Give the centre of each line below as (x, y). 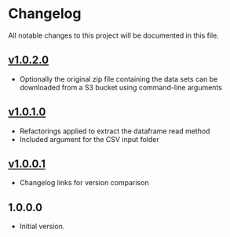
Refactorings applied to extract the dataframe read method (115, 131)
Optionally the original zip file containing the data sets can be (119, 78)
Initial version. (42, 226)
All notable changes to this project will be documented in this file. (114, 35)
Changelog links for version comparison (84, 183)
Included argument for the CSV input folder (89, 139)
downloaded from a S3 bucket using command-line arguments (120, 87)
